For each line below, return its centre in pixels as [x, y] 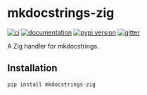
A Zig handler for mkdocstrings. [53, 46]
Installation [32, 68]
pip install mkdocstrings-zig [52, 84]
